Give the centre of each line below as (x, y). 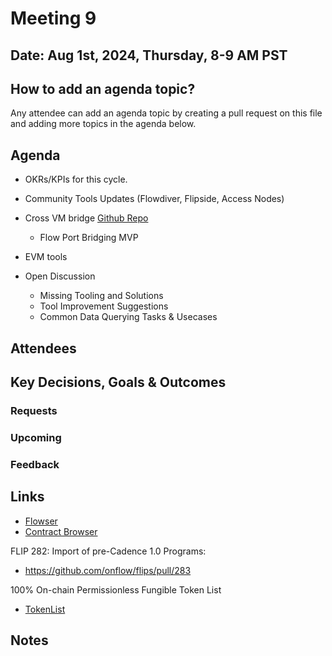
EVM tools (46, 257)
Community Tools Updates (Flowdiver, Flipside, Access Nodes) (154, 199)
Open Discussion (60, 276)
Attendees (43, 348)
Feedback (35, 464)
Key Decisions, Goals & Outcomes (118, 382)
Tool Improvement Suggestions (104, 306)
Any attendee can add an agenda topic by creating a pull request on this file (166, 113)
